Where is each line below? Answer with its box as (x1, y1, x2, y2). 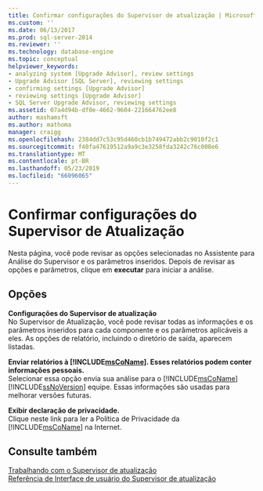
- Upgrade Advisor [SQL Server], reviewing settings (8, 77, 184, 85)
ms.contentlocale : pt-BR (8, 158, 89, 165)
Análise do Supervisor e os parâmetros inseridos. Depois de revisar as (8, 256, 235, 266)
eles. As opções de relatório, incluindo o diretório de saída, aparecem (8, 333, 232, 343)
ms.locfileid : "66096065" (8, 172, 92, 180)
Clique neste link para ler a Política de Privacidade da (8, 413, 180, 424)
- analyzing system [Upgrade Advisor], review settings (8, 70, 194, 78)
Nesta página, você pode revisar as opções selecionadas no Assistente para (8, 248, 255, 257)
